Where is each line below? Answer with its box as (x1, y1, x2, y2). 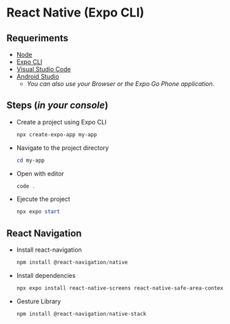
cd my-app (16, 157, 45, 164)
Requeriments (6, 32, 69, 44)
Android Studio (16, 72, 59, 80)
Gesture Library (16, 297, 61, 305)
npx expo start (16, 208, 61, 215)
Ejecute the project (16, 195, 70, 204)
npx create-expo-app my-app (16, 131, 97, 138)
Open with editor (16, 169, 65, 177)
